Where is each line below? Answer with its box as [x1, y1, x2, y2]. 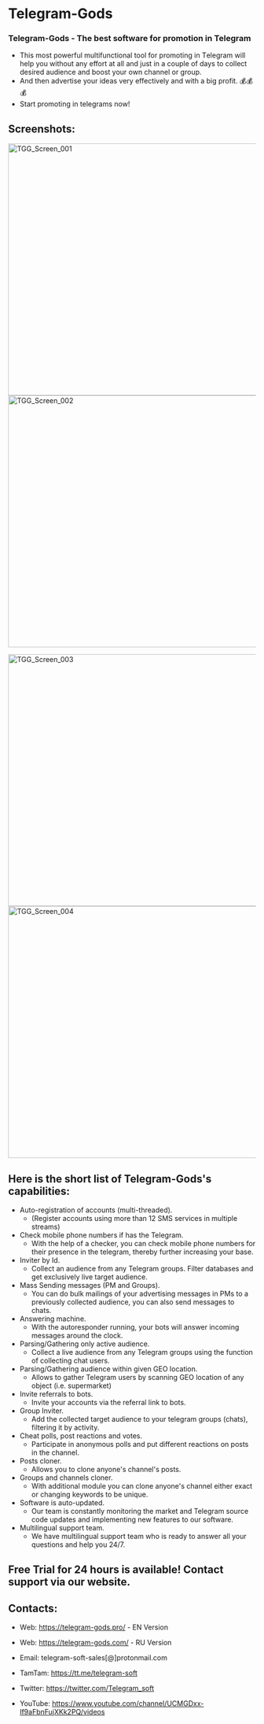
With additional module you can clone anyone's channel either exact [31, 1482, 253, 1491]
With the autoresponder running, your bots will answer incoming [31, 1323, 240, 1332]
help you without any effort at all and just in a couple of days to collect [19, 59, 247, 68]
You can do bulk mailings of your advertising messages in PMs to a [31, 1289, 249, 1299]
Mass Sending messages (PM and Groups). [19, 1281, 160, 1290]
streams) [31, 1222, 60, 1232]
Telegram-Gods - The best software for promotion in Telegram [8, 33, 251, 44]
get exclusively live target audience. [31, 1272, 148, 1282]
